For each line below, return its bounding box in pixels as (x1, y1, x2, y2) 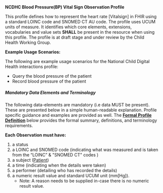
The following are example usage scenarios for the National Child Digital (5, 59, 150, 64)
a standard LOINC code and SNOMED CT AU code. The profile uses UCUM (5, 19, 156, 24)
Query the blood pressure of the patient (12, 73, 92, 79)
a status (12, 141, 28, 147)
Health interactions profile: (5, 64, 58, 69)
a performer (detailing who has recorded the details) (12, 167, 118, 173)
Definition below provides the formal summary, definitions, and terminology (5, 117, 157, 123)
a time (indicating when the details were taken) (12, 162, 106, 168)
